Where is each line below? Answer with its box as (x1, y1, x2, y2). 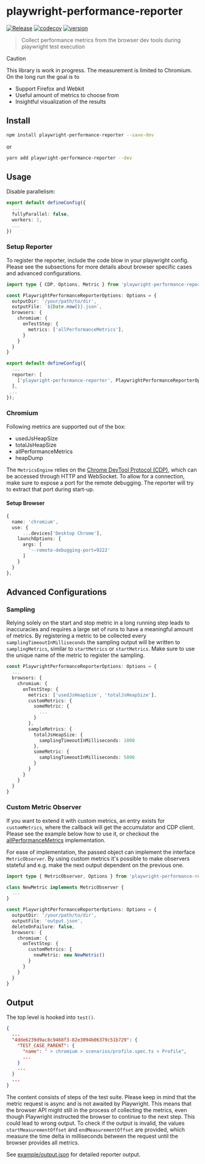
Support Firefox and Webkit (15, 84, 85, 92)
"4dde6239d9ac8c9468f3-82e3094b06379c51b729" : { (12, 1037, 138, 1044)
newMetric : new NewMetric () (33, 952, 105, 958)
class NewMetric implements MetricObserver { (6, 884, 124, 891)
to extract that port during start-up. (6, 485, 95, 493)
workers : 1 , (12, 217, 43, 223)
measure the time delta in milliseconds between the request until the (6, 1132, 179, 1140)
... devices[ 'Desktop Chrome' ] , (22, 530, 103, 536)
